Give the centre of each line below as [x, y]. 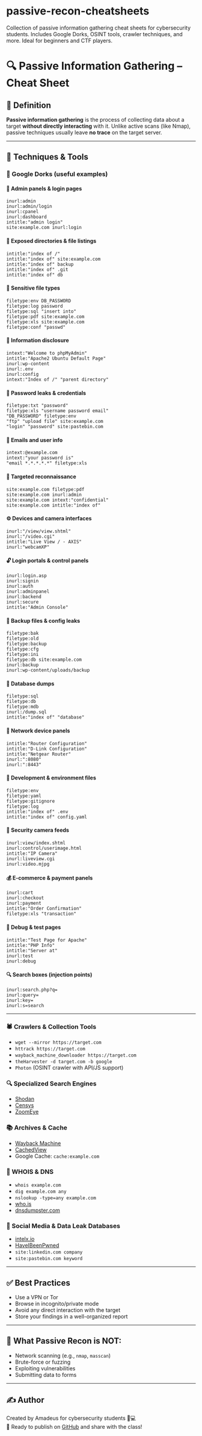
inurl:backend [24, 597]
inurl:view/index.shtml [36, 843]
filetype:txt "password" [37, 406]
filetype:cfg [23, 649]
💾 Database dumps [30, 683]
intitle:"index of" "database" [45, 717]
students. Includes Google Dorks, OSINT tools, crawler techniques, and [95, 34]
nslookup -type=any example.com [55, 1198]
